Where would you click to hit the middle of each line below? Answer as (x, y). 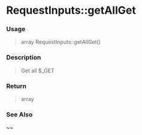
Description (24, 57)
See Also (19, 114)
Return (16, 86)
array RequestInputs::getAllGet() (61, 42)
